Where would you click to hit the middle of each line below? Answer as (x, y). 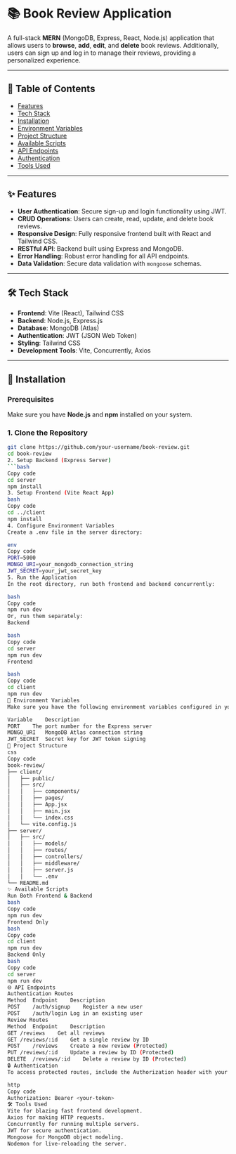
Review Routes (28, 1020)
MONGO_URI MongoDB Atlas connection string (75, 733)
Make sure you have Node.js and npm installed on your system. (100, 414)
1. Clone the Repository (47, 433)
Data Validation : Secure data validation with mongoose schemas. (110, 263)
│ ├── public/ (31, 778)
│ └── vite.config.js (42, 824)
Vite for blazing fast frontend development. (75, 1111)
